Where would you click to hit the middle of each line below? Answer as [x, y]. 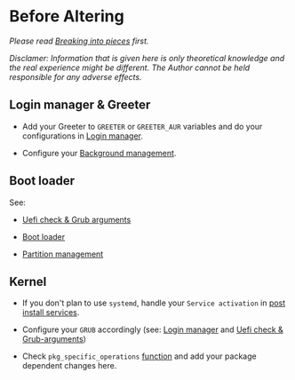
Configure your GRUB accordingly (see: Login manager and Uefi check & [153, 329]
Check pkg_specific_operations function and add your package [139, 356]
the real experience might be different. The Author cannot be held [130, 67]
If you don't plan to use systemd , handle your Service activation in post [154, 303]
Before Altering [67, 16]
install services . [51, 313]
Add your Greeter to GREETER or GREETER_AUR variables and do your [142, 126]
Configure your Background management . [99, 153]
